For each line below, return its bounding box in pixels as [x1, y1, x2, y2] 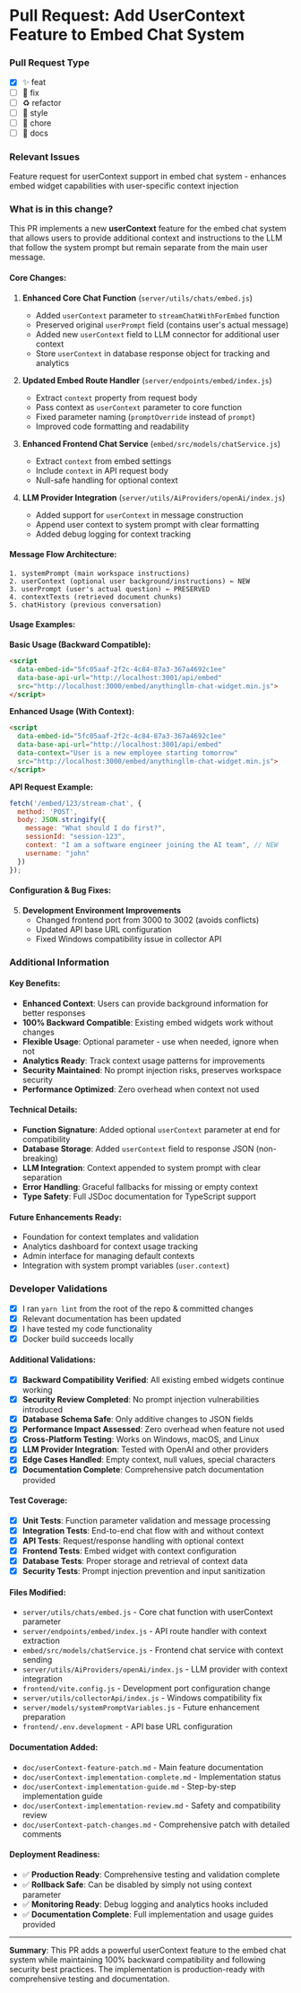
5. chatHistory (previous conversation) [9, 600, 163, 609]
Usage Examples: [9, 619, 76, 630]
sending [21, 1655, 53, 1665]
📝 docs [21, 127, 49, 138]
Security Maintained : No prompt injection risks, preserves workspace [21, 1064, 282, 1075]
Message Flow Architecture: [9, 549, 117, 560]
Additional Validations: [9, 1354, 97, 1365]
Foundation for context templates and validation [21, 1231, 200, 1243]
